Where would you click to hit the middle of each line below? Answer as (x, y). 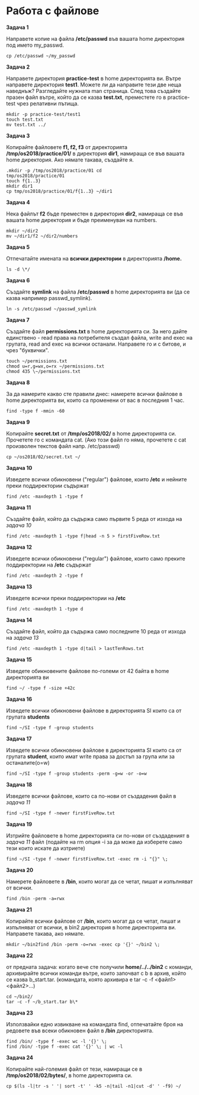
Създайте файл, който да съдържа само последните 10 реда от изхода (96, 631)
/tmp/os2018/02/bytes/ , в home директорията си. (69, 1075)
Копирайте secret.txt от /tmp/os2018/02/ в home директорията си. (91, 433)
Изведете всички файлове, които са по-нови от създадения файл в (91, 796)
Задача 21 (19, 909)
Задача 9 (18, 422)
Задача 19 (19, 824)
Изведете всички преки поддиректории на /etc (66, 598)
